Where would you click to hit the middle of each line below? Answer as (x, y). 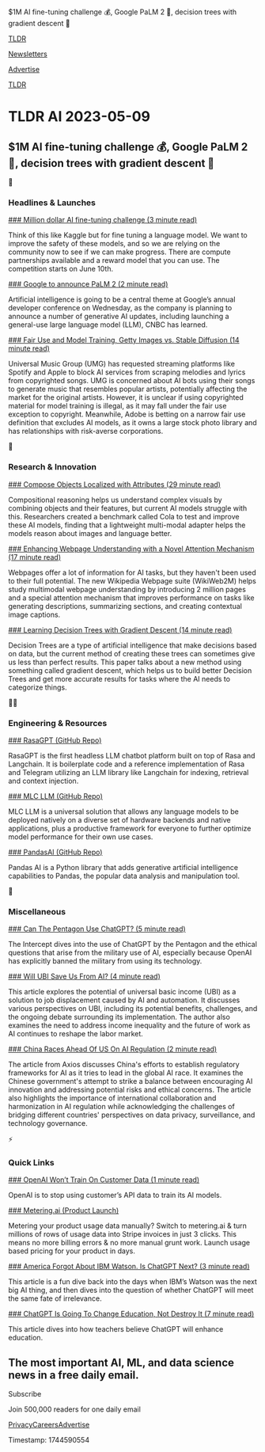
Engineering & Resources (58, 723)
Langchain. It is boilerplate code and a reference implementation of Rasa (127, 764)
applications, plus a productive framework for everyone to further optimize (130, 828)
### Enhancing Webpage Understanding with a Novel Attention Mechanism (131, 549)
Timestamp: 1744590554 (49, 1440)
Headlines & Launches (52, 203)
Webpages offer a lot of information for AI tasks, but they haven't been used (132, 572)
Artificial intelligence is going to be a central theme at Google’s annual (122, 299)
